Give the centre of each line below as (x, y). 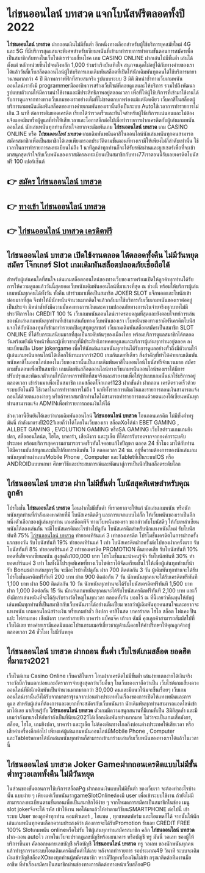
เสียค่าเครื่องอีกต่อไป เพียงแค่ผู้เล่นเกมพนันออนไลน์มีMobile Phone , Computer (91, 731)
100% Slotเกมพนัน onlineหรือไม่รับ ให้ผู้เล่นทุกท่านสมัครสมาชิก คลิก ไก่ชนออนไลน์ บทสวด (101, 830)
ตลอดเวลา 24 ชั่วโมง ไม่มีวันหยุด (40, 632)
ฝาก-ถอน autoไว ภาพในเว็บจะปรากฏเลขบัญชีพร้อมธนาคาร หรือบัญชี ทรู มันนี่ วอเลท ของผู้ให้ (101, 837)
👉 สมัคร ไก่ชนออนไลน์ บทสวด (54, 182)
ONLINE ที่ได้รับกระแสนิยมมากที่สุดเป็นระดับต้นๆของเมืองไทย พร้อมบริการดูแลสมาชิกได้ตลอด (101, 334)
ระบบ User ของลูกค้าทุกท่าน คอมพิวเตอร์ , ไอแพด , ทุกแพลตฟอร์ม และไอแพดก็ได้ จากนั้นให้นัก (103, 816)
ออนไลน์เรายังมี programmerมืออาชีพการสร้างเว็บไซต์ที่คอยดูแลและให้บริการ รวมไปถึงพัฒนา (101, 85)
